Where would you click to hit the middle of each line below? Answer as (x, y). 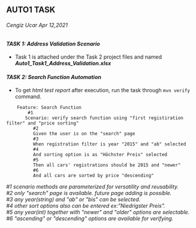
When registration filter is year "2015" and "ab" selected (109, 144)
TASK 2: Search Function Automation (54, 77)
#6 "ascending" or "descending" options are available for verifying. (90, 218)
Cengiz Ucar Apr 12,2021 (37, 25)
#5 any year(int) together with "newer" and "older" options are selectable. (98, 212)
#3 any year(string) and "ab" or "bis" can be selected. (73, 199)
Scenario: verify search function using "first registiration (104, 118)
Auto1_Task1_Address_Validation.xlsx (63, 63)
